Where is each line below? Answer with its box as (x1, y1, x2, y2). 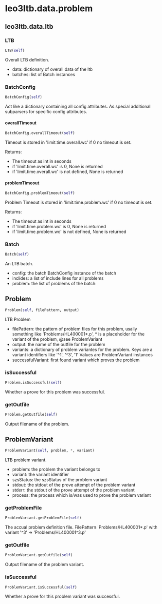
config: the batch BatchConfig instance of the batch (12, 270, 117, 276)
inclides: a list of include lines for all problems (12, 275, 104, 281)
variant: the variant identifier (12, 471, 69, 477)
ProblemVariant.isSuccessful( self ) (5, 585, 77, 590)
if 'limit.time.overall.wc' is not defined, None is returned (12, 169, 123, 175)
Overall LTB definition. (5, 57, 50, 62)
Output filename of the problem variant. (5, 562, 84, 567)
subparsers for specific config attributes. (5, 108, 88, 115)
